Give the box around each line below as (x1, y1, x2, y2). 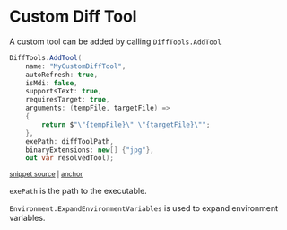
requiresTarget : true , (25, 95, 110, 104)
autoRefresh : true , (25, 70, 99, 79)
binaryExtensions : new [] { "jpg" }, (25, 146, 154, 155)
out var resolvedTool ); (25, 154, 115, 163)
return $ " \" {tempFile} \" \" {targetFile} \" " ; (41, 119, 211, 129)
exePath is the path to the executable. (9, 186, 148, 197)
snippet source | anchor (9, 170, 83, 179)
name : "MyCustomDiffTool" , (25, 61, 126, 71)
